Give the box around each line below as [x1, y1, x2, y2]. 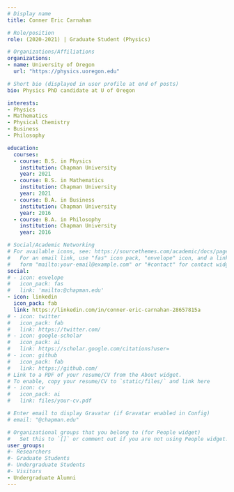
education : [7, 144, 39, 151]
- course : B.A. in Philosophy [13, 216, 101, 223]
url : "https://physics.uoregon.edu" [13, 68, 120, 75]
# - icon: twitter [7, 313, 61, 320]
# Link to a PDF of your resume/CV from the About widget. [7, 371, 182, 378]
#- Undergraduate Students [7, 461, 86, 468]
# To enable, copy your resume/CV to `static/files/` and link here [7, 378, 210, 385]
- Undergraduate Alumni [7, 474, 77, 482]
